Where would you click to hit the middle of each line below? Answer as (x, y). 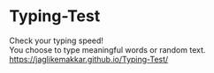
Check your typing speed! (57, 40)
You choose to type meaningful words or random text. (107, 49)
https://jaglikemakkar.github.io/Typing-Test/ (89, 59)
